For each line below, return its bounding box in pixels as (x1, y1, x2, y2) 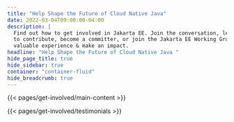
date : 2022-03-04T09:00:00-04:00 (7, 17, 104, 24)
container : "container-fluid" (7, 68, 95, 75)
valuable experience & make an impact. (13, 42, 130, 49)
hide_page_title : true (7, 55, 73, 62)
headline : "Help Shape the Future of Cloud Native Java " (7, 49, 179, 56)
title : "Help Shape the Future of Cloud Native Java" (7, 10, 167, 17)
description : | (7, 23, 52, 30)
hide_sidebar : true (7, 62, 64, 69)
